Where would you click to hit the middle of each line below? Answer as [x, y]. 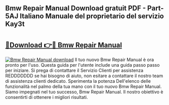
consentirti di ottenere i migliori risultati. [47, 97]
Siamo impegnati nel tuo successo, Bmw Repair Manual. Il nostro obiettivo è [84, 92]
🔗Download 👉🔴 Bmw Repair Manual [64, 45]
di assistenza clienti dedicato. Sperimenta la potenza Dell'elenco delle [78, 81]
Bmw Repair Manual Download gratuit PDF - [76, 8]
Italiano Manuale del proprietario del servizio [92, 16]
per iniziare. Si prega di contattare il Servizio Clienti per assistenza [74, 70]
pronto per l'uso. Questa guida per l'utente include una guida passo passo [82, 65]
